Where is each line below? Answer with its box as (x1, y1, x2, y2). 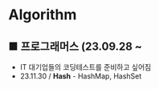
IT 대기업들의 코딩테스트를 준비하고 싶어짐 (19, 63, 152, 71)
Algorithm (8, 6, 77, 24)
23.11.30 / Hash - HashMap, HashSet (19, 71, 142, 81)
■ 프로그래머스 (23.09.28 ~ (8, 39, 143, 53)
